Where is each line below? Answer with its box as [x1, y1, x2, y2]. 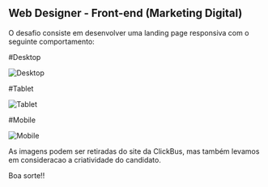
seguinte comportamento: [8, 36, 95, 46]
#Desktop [8, 52, 41, 62]
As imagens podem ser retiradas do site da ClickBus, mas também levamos [8, 146, 260, 156]
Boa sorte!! [8, 170, 45, 181]
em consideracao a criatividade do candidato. [8, 155, 162, 164]
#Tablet [8, 83, 34, 93]
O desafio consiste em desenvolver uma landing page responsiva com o [8, 28, 249, 37]
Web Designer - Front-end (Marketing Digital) [8, 6, 243, 20]
